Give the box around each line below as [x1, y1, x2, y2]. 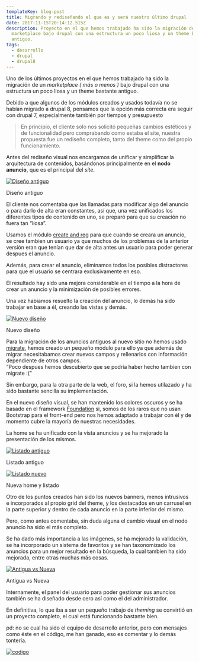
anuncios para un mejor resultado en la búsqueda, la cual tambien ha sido [6, 548, 187, 555]
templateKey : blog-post [6, 8, 65, 15]
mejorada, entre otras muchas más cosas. [6, 554, 108, 561]
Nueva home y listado [6, 482, 59, 489]
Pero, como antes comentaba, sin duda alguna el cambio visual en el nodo [6, 517, 188, 524]
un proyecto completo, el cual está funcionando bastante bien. [6, 612, 159, 619]
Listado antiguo [6, 458, 44, 466]
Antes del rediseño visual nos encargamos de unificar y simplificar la [6, 153, 174, 160]
